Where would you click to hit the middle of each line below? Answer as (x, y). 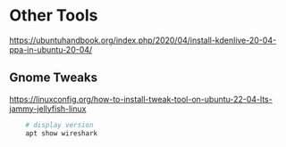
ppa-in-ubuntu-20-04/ (51, 49)
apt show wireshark (62, 133)
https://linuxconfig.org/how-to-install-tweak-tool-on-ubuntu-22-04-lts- (141, 99)
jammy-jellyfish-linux (48, 109)
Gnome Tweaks (54, 78)
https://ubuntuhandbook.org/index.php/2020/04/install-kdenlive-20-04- (143, 40)
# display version (59, 125)
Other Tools (54, 16)
